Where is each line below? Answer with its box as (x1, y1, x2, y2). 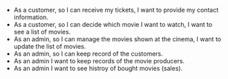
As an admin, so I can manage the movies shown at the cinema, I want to (13, 35, 222, 43)
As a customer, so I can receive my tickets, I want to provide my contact (13, 6, 219, 14)
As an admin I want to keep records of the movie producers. (13, 57, 185, 65)
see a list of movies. (13, 27, 71, 36)
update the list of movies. (13, 43, 86, 50)
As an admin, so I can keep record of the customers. (13, 49, 164, 58)
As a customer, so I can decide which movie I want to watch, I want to (13, 21, 213, 28)
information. (13, 13, 48, 21)
